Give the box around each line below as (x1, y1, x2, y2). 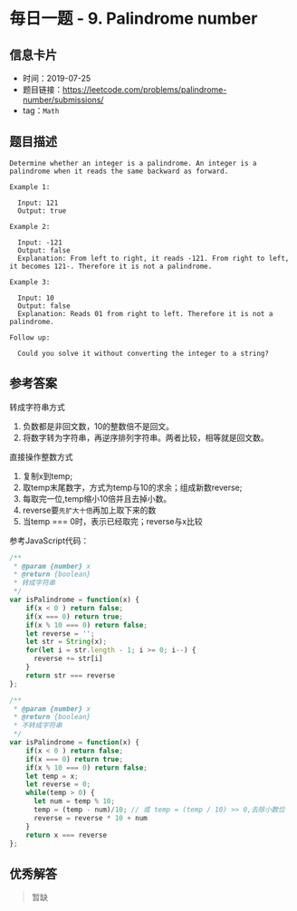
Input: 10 (17, 293, 54, 302)
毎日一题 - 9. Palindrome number (9, 8, 258, 29)
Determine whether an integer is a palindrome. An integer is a (9, 158, 257, 168)
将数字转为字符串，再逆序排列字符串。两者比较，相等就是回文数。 (22, 432, 269, 443)
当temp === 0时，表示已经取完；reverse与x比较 (22, 515, 203, 526)
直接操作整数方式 (9, 451, 73, 462)
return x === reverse (25, 830, 107, 839)
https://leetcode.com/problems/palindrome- (62, 84, 227, 95)
